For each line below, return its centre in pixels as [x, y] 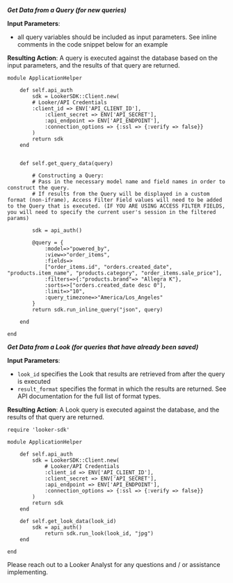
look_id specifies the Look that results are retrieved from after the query [121, 374]
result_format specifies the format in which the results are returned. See [122, 389]
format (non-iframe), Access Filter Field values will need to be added [115, 200]
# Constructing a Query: [68, 176]
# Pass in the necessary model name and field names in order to [129, 182]
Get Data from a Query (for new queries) [67, 10]
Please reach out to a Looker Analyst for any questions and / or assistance [114, 565]
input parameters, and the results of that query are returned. [94, 65]
